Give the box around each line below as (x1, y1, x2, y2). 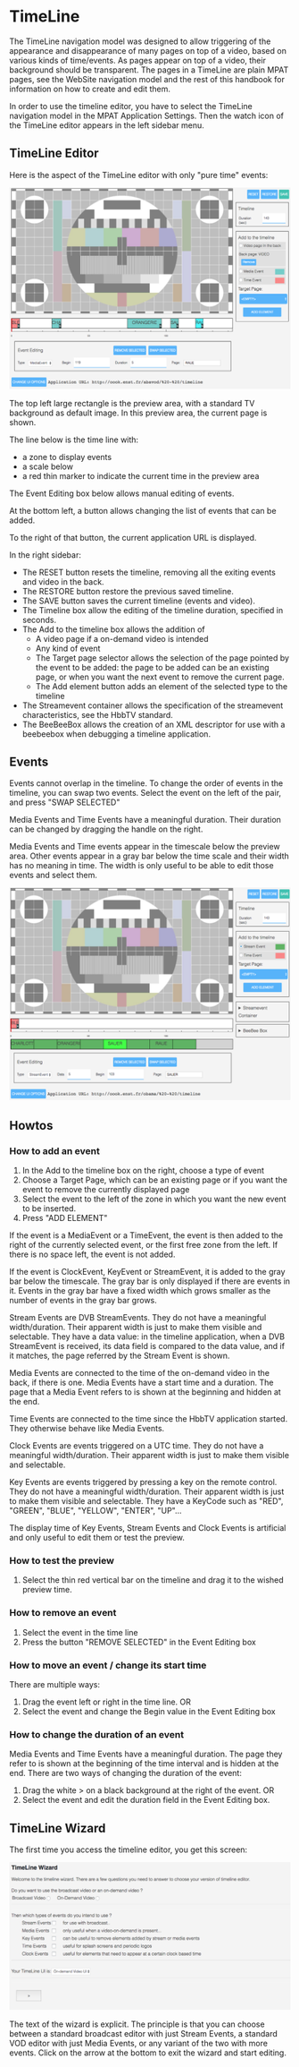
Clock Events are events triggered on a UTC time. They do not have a (9, 1440, 264, 1451)
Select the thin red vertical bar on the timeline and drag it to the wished (21, 1575, 284, 1585)
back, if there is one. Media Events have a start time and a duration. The (9, 1377, 274, 1388)
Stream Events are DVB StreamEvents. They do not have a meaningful (9, 1312, 267, 1322)
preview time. (21, 1584, 73, 1595)
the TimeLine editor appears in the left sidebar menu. (9, 119, 205, 131)
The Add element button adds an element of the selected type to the (35, 680, 288, 691)
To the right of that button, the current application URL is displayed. (9, 532, 257, 542)
